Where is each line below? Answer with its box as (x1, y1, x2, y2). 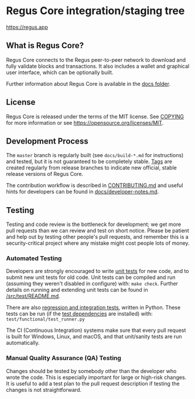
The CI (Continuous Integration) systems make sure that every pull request (6, 327, 186, 334)
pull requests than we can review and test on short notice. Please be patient (6, 227, 189, 234)
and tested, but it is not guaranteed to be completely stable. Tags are (6, 158, 173, 165)
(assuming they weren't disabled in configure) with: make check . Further (6, 280, 179, 287)
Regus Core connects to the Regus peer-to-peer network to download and (6, 56, 186, 63)
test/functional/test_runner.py (6, 317, 85, 322)
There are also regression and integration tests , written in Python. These (6, 304, 181, 311)
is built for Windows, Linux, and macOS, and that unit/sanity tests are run (6, 333, 182, 340)
